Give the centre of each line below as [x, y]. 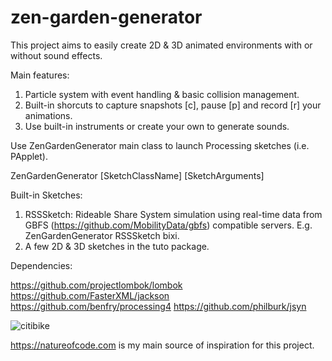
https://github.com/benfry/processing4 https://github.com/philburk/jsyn [158, 306]
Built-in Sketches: [46, 195]
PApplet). [29, 156]
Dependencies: [41, 265]
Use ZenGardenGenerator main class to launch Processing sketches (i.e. [160, 145]
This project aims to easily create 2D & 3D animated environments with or [161, 45]
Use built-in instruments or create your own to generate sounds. [157, 126]
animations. [48, 115]
